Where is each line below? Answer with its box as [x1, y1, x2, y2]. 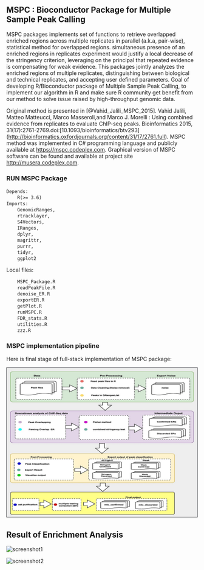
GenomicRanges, [17, 207, 56, 213]
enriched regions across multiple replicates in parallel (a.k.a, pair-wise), [6, 37, 185, 44]
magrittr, [17, 237, 42, 244]
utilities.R [17, 322, 47, 328]
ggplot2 [17, 256, 36, 262]
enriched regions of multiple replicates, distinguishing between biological [6, 69, 190, 77]
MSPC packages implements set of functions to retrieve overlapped [6, 30, 176, 38]
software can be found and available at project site [6, 152, 134, 160]
